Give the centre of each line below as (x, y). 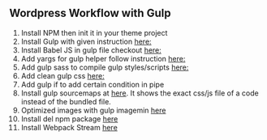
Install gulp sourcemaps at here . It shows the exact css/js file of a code (140, 93)
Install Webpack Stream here (69, 127)
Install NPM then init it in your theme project (94, 32)
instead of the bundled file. (66, 101)
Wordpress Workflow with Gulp (90, 13)
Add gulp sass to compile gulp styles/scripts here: (105, 67)
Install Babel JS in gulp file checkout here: (91, 50)
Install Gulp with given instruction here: (86, 41)
